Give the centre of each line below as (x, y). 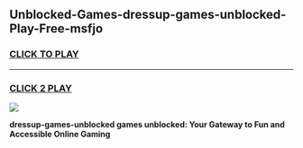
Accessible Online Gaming (60, 134)
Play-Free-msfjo (56, 29)
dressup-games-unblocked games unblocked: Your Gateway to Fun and (147, 124)
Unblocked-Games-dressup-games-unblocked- (148, 15)
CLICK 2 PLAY (41, 88)
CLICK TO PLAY (44, 55)
